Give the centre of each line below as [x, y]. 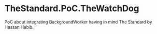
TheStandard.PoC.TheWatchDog [72, 8]
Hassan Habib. [19, 27]
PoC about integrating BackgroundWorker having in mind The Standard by [78, 22]
